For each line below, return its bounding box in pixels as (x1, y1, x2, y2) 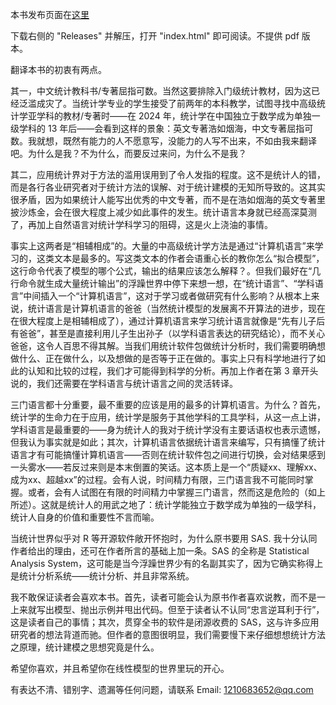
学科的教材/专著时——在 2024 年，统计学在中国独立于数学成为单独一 (36, 110, 321, 122)
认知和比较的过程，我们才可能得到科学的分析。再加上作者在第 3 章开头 (27, 365, 319, 377)
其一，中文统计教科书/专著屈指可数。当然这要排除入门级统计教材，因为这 (10, 85, 312, 97)
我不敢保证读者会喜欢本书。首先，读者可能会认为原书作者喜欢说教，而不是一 (10, 591, 326, 603)
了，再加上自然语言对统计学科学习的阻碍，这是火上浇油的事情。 (10, 219, 273, 230)
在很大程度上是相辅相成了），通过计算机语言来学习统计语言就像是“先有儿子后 (10, 315, 326, 327)
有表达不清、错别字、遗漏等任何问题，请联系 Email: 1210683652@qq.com (10, 684, 314, 695)
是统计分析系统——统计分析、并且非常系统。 (10, 570, 195, 582)
